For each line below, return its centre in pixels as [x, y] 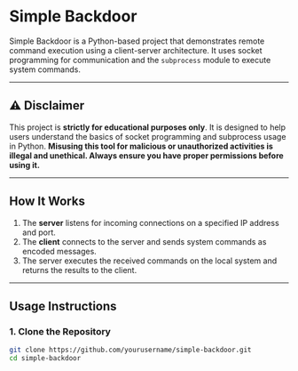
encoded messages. [59, 251]
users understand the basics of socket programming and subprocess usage [148, 136]
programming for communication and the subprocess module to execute [140, 60]
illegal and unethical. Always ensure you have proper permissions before [146, 155]
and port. [39, 232]
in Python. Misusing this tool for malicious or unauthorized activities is [141, 146]
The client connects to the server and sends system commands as [144, 241]
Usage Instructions [63, 306]
